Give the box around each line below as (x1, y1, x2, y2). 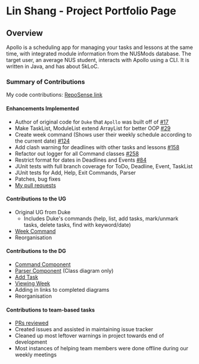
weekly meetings (14, 351, 57, 359)
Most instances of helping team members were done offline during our (14, 345, 189, 352)
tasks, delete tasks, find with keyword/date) (23, 221, 131, 228)
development (14, 338, 48, 346)
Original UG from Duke (14, 208, 71, 215)
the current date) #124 (14, 137, 70, 144)
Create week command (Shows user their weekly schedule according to (14, 131, 192, 138)
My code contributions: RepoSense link (6, 91, 103, 98)
